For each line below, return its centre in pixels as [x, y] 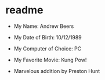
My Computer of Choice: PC [48, 48]
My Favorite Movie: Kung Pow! [50, 60]
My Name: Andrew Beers [44, 26]
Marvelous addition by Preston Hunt [57, 71]
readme [24, 10]
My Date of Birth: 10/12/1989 [48, 37]
